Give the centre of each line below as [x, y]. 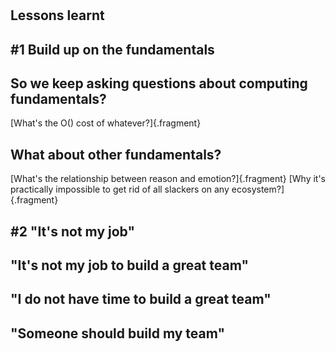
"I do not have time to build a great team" [141, 299]
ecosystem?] [258, 189]
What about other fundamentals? [116, 154]
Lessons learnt [57, 15]
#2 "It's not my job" [73, 231]
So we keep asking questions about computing [159, 83]
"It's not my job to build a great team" [129, 265]
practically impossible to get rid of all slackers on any [120, 189]
